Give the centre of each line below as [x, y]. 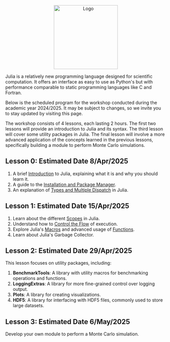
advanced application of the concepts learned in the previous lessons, [79, 140]
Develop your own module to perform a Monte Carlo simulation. [72, 334]
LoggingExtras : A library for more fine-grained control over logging [84, 284]
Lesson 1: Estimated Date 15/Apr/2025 [67, 206]
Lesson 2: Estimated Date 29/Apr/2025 [69, 251]
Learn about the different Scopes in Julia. [56, 218]
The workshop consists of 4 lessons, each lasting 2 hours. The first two [81, 123]
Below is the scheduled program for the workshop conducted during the [81, 103]
